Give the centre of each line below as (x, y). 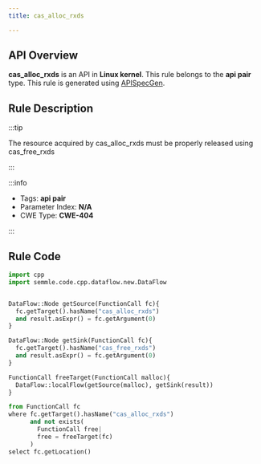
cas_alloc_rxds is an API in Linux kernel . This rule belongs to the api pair (130, 75)
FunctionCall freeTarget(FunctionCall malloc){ (90, 377)
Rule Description (51, 108)
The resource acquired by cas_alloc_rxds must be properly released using (131, 143)
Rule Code (35, 256)
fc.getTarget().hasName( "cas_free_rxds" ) (86, 348)
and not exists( (57, 422)
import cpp (27, 275)
